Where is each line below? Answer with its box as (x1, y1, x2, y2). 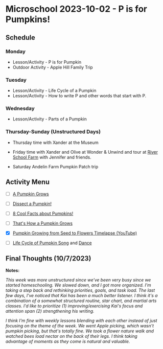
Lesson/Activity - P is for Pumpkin (12, 59, 82, 65)
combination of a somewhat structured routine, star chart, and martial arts (5, 298, 157, 303)
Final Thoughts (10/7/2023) (5, 255, 92, 263)
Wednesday (5, 105, 35, 112)
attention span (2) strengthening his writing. (5, 308, 94, 314)
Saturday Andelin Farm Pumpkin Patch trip (12, 163, 98, 169)
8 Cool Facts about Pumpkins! (12, 210, 73, 216)
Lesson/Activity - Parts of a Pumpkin (12, 116, 87, 122)
